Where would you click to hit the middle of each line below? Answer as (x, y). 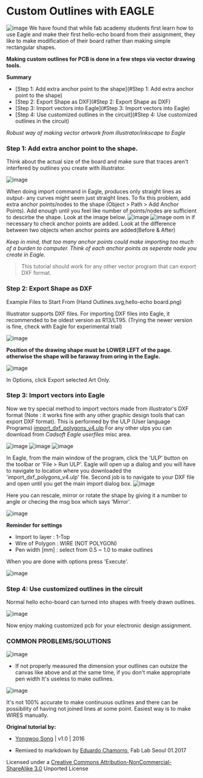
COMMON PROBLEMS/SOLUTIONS (59, 641)
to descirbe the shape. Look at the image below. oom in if (101, 217)
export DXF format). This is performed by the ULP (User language (88, 421)
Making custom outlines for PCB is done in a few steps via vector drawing (101, 59)
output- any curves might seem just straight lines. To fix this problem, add (98, 198)
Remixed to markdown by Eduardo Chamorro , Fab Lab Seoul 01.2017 (101, 750)
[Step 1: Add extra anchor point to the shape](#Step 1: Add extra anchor (104, 88)
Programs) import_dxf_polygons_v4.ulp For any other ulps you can (89, 427)
